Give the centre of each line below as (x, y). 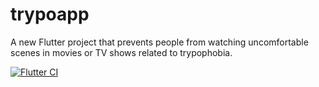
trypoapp (50, 14)
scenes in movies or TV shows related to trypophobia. (121, 52)
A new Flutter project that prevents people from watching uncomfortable (159, 42)
